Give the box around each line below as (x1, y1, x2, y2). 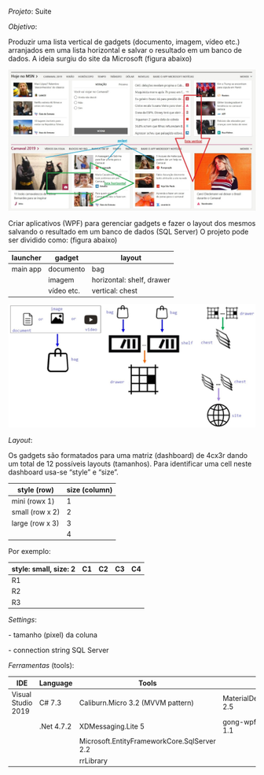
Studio (11, 698, 33, 707)
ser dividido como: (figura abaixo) (8, 235, 118, 245)
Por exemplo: (8, 547, 51, 556)
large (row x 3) (11, 519, 60, 528)
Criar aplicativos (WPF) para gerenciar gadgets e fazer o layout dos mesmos (8, 219, 256, 228)
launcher (11, 253, 42, 262)
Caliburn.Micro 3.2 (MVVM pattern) (79, 698, 195, 707)
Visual (11, 689, 31, 699)
